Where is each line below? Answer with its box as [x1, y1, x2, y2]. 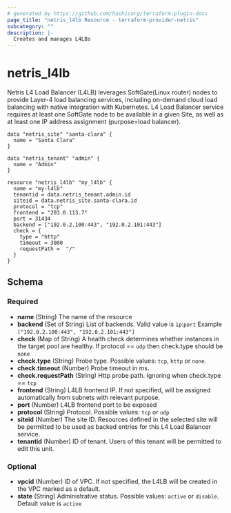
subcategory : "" [7, 23, 54, 30]
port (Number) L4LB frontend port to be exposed [17, 401, 157, 409]
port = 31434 [13, 215, 51, 223]
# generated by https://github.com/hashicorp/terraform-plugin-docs [7, 10, 208, 17]
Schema [7, 276, 43, 288]
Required [7, 297, 39, 307]
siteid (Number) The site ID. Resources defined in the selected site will [17, 415, 219, 423]
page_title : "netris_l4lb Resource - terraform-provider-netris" [7, 17, 199, 23]
